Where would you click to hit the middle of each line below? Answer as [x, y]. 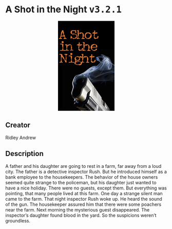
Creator [18, 125]
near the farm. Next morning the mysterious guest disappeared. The [78, 209]
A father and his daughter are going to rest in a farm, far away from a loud [83, 166]
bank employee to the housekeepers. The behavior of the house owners [82, 177]
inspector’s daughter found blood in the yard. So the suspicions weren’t [81, 215]
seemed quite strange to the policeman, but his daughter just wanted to [81, 182]
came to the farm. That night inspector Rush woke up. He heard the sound [84, 199]
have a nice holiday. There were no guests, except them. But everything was [86, 188]
